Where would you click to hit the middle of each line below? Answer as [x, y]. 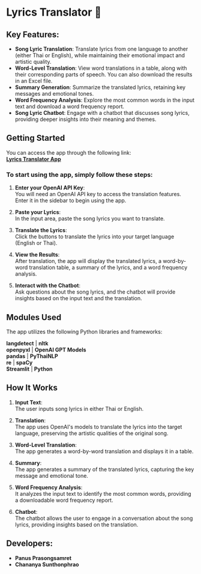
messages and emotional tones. [54, 94]
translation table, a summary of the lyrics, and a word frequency [108, 268]
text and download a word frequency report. [70, 106]
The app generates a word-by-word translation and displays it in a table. [104, 451]
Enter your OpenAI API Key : [50, 188]
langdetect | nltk [27, 343]
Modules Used [34, 317]
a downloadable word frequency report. [64, 500]
